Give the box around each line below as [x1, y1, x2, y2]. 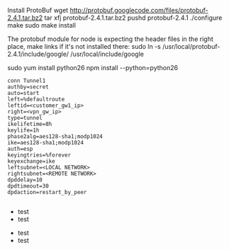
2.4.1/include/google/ [7, 50, 69, 58]
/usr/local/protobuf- [162, 42, 220, 50]
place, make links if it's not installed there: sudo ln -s [7, 42, 162, 50]
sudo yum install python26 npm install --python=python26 [7, 64, 179, 72]
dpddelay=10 [7, 176, 43, 183]
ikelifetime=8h [7, 120, 52, 127]
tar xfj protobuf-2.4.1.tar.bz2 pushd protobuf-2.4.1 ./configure [44, 13, 223, 22]
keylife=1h [7, 127, 40, 134]
